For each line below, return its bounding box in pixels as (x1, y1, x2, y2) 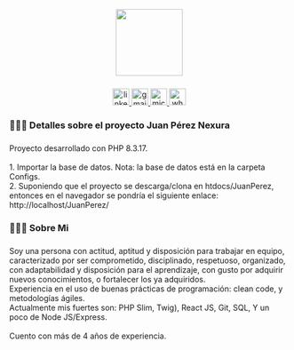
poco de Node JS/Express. (9, 311, 108, 322)
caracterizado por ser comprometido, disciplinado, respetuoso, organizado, (9, 255, 286, 266)
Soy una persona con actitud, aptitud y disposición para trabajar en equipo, (9, 245, 285, 256)
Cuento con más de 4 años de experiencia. (9, 330, 167, 341)
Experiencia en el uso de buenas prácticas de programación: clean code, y (9, 283, 283, 294)
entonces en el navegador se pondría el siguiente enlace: (9, 190, 219, 201)
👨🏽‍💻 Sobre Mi (9, 221, 69, 234)
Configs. (9, 171, 41, 181)
